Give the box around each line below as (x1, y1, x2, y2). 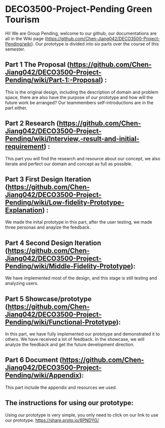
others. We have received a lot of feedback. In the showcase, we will (5, 336, 144, 342)
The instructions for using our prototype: (5, 399, 134, 407)
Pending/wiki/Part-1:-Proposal (5, 76, 101, 85)
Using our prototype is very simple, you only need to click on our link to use (5, 412, 159, 418)
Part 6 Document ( (5, 356, 63, 364)
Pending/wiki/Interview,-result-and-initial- (5, 135, 139, 143)
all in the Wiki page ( (5, 36, 47, 42)
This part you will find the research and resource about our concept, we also (5, 155, 161, 161)
